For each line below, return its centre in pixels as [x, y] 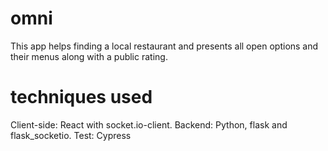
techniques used [81, 97]
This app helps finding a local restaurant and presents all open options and [164, 46]
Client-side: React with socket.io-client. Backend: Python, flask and [149, 124]
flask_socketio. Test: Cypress [71, 135]
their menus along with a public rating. [89, 56]
